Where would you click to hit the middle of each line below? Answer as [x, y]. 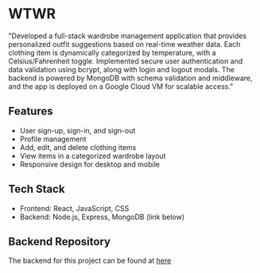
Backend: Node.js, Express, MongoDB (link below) [102, 217]
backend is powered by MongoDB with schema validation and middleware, [130, 78]
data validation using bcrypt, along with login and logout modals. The [121, 69]
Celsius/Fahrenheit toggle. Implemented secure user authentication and [126, 61]
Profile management [53, 139]
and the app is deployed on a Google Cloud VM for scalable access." [121, 86]
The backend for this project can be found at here [90, 261]
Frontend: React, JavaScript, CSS [74, 208]
